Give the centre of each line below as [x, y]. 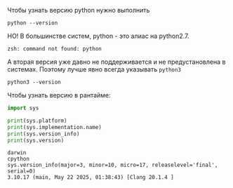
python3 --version [34, 82]
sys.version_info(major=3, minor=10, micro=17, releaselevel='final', [113, 165]
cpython [19, 159]
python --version [33, 23]
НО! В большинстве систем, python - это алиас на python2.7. [98, 36]
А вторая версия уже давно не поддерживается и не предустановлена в [116, 62]
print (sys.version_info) [44, 134]
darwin [17, 153]
